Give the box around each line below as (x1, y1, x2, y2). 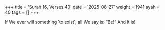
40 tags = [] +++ (5, 9, 40, 15)
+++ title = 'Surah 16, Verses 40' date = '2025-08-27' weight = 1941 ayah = (5, 4, 160, 10)
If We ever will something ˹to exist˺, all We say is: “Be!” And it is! (5, 19, 136, 25)
